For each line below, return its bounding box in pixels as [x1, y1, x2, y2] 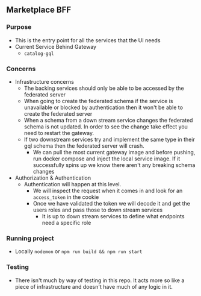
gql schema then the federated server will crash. [23, 142, 144, 150]
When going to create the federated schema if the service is [23, 97, 173, 104]
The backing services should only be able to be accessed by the [23, 84, 185, 92]
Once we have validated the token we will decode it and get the [32, 200, 191, 207]
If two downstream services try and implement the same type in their [23, 136, 196, 143]
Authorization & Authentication [14, 174, 91, 181]
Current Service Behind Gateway [14, 43, 97, 50]
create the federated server [23, 110, 93, 117]
